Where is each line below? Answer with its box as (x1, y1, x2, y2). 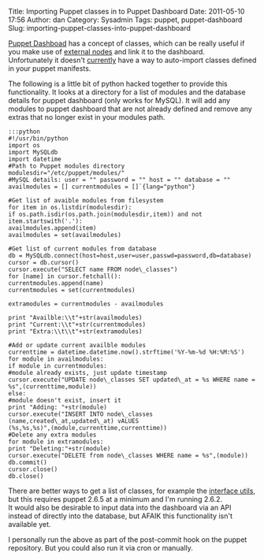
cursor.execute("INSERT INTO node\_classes (8, 410, 154, 418)
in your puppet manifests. (8, 64, 91, 73)
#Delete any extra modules (8, 431, 97, 439)
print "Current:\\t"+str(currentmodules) (8, 321, 147, 328)
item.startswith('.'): (8, 217, 83, 225)
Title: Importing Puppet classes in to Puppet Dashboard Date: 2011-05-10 (8, 7, 245, 16)
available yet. (8, 520, 51, 528)
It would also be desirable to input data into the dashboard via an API (8, 503, 232, 512)
